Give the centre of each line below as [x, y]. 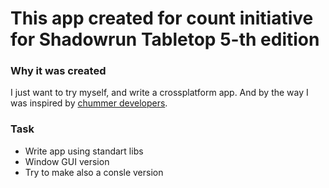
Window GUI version [67, 161]
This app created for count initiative [162, 18]
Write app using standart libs [84, 151]
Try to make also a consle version [94, 172]
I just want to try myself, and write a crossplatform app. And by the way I [159, 93]
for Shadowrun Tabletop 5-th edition [165, 39]
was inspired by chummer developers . [89, 103]
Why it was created [58, 71]
